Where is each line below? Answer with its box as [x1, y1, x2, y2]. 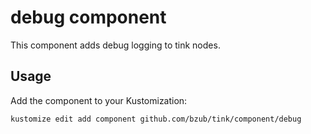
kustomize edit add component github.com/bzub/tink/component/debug [10, 114, 302, 124]
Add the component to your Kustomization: [10, 94, 188, 106]
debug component [10, 6, 167, 29]
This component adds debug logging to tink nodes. [10, 39, 221, 51]
